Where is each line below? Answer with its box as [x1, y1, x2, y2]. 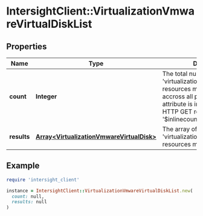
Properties [6, 41, 47, 52]
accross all [162, 92, 193, 101]
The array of [162, 125, 198, 133]
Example [6, 161, 40, 171]
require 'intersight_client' [6, 177, 80, 183]
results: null [11, 199, 47, 205]
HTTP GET [162, 107, 193, 116]
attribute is [162, 100, 193, 108]
